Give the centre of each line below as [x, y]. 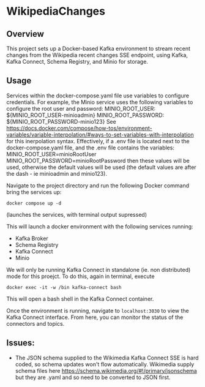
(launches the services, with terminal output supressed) [76, 214]
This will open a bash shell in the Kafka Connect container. [80, 299]
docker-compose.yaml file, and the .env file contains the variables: [90, 148]
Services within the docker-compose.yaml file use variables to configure [98, 96]
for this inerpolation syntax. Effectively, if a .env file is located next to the [98, 141]
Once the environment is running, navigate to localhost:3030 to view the [98, 310]
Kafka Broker [32, 238]
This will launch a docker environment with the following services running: [100, 226]
